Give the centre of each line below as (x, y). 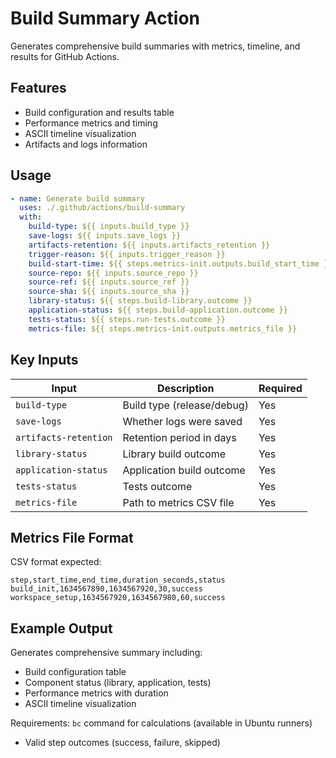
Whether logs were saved (182, 421)
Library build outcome (174, 454)
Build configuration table (75, 672)
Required (280, 388)
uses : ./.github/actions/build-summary (102, 208)
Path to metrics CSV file (178, 502)
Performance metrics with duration (96, 693)
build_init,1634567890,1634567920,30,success (106, 589)
